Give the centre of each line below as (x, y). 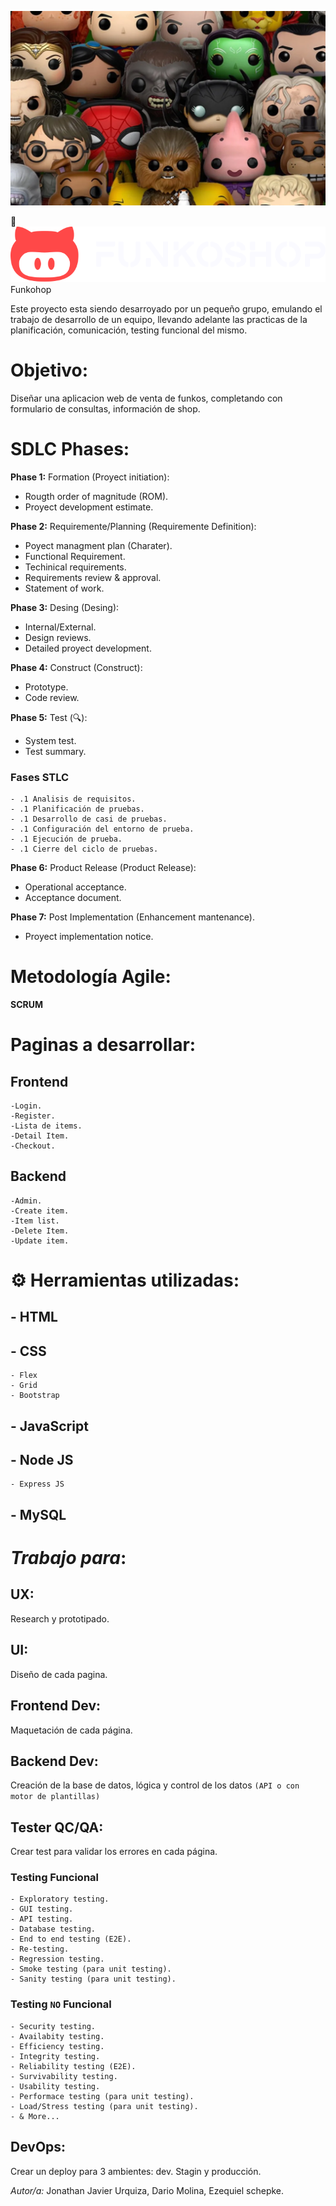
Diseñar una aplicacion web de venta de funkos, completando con (146, 398)
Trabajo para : (68, 1558)
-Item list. (35, 1221)
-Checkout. (33, 1146)
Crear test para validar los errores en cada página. (114, 1852)
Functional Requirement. (75, 556)
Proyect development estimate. (89, 507)
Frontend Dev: (56, 1706)
